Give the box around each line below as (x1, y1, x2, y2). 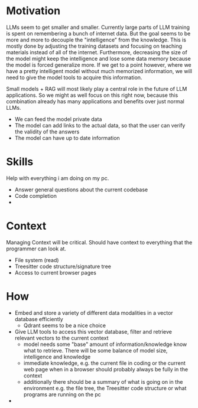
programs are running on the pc (23, 391, 102, 398)
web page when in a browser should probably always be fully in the (23, 365, 188, 373)
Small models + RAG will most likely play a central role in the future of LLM (6, 85, 187, 92)
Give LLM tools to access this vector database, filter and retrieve (14, 328, 173, 335)
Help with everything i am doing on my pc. (6, 174, 109, 181)
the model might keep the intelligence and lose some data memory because (6, 55, 191, 62)
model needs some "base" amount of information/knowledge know (23, 341, 187, 348)
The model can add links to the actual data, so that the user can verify (14, 122, 186, 129)
